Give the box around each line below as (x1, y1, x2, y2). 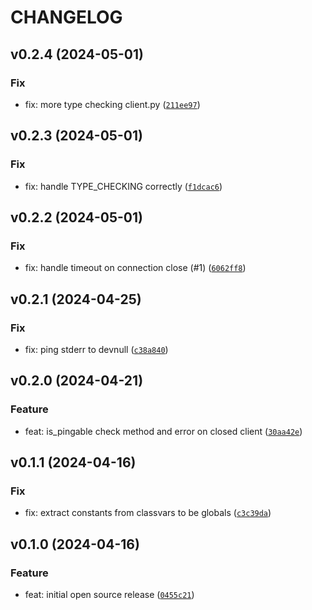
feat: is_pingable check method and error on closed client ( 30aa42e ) (24, 425, 303, 437)
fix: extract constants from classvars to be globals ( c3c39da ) (24, 507, 272, 519)
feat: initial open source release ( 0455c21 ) (24, 589, 195, 600)
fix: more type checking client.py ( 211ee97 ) (24, 98, 201, 110)
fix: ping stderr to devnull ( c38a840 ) (24, 343, 169, 355)
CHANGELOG (10, 6, 123, 29)
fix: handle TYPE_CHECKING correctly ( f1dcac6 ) (24, 180, 223, 192)
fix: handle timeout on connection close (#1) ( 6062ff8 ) (24, 262, 247, 274)
